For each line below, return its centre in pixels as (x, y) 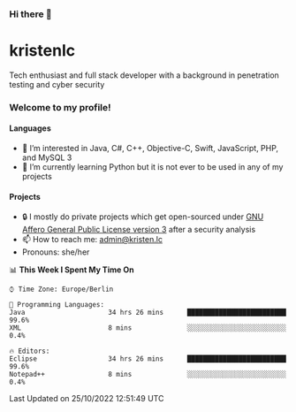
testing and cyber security (57, 84)
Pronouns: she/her (56, 252)
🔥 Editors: (30, 351)
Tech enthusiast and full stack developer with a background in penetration (144, 75)
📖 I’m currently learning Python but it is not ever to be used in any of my (152, 166)
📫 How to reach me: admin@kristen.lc (92, 240)
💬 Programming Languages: (57, 305)
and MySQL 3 (47, 157)
